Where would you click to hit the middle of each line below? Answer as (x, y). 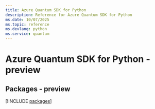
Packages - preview (38, 89)
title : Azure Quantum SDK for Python (46, 10)
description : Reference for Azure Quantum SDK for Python (69, 15)
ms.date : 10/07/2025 (28, 19)
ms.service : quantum (28, 34)
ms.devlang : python (26, 29)
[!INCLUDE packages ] (29, 101)
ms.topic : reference (28, 24)
